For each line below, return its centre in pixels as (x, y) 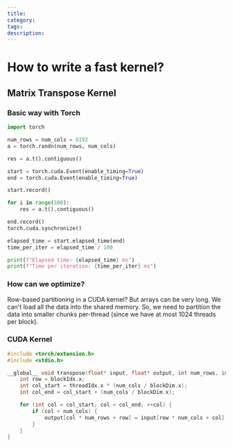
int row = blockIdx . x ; (52, 380)
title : (17, 14)
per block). (23, 321)
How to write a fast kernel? (86, 67)
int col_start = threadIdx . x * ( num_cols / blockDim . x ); (104, 386)
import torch (26, 127)
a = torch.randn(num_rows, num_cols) (62, 146)
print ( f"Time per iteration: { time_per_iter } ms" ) (82, 266)
